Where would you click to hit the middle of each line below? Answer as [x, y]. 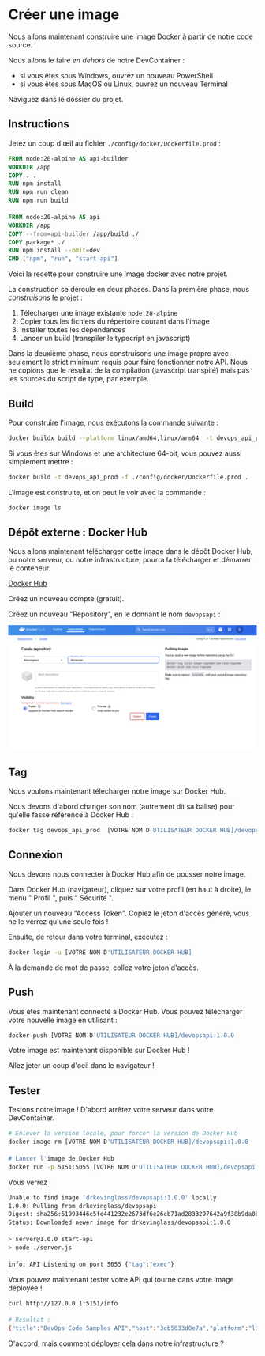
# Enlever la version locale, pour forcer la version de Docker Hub [123, 1134]
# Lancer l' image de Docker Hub [61, 1158]
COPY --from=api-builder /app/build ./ [74, 234]
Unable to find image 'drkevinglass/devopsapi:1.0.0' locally [112, 1197]
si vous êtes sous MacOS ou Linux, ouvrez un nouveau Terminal [124, 84]
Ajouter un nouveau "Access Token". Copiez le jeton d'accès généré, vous [129, 913]
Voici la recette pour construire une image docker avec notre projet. [118, 274]
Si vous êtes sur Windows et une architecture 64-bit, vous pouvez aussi [125, 453]
